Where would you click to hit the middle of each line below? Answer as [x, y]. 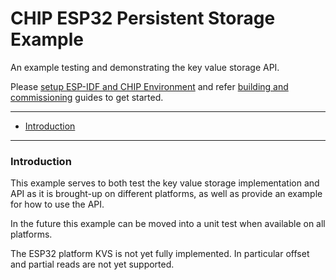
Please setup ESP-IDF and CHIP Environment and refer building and [149, 86]
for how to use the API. [57, 204]
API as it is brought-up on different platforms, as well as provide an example [166, 194]
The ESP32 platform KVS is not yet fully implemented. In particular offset [160, 254]
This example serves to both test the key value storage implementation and [165, 183]
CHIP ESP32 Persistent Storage [143, 18]
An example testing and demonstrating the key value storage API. [145, 67]
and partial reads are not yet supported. [92, 264]
